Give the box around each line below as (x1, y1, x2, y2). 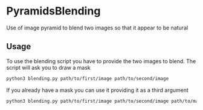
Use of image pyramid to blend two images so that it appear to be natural (6, 24, 188, 31)
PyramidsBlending (6, 4, 101, 18)
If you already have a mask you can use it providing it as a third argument (6, 86, 189, 94)
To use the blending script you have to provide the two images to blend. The (6, 57, 196, 64)
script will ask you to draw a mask (6, 64, 91, 71)
